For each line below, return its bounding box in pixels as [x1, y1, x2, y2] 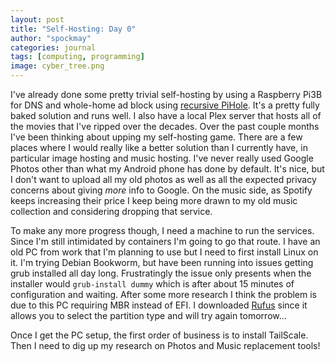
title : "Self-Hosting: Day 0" [10, 24, 137, 34]
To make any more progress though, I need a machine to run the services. [10, 225, 315, 236]
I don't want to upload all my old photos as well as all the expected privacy [10, 174, 317, 185]
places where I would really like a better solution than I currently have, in [10, 142, 308, 153]
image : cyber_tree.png [10, 61, 105, 71]
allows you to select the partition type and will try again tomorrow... [10, 310, 287, 321]
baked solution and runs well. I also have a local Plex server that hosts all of [10, 110, 322, 121]
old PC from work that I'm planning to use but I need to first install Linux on [10, 246, 319, 258]
